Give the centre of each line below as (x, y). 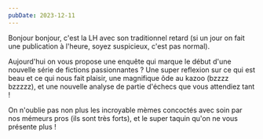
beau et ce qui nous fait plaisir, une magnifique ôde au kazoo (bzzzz (119, 78)
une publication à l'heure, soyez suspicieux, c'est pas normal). (109, 46)
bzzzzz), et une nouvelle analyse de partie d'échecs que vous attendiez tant (131, 86)
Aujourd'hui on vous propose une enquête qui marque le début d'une (120, 61)
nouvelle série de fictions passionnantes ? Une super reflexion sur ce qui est (132, 69)
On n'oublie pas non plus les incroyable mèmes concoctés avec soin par (125, 110)
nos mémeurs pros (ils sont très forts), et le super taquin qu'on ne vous (123, 118)
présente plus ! (32, 126)
